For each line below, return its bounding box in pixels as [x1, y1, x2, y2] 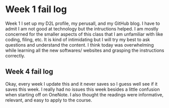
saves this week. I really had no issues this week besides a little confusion [5, 86, 160, 92]
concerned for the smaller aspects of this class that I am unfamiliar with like [5, 31, 163, 37]
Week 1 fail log [5, 4, 67, 15]
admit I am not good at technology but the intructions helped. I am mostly [5, 25, 159, 31]
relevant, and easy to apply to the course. [5, 97, 92, 103]
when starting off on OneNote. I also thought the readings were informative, [5, 91, 164, 97]
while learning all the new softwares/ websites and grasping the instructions [5, 47, 164, 53]
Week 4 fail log [5, 67, 53, 76]
